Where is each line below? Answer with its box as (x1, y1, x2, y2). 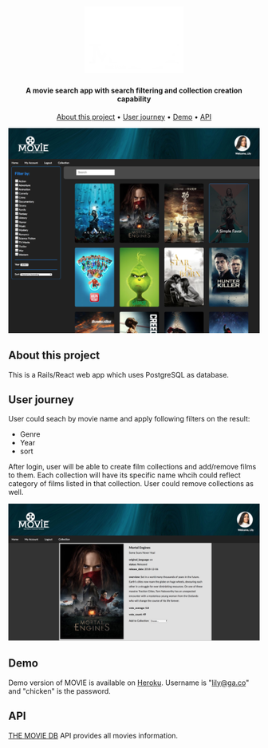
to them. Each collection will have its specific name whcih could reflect (8, 470, 241, 480)
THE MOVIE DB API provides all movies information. (8, 730, 178, 740)
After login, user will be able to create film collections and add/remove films (8, 462, 257, 472)
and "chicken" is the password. (8, 686, 112, 695)
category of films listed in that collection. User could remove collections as (8, 479, 254, 489)
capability (116, 94, 152, 104)
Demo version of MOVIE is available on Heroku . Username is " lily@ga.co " (8, 678, 250, 687)
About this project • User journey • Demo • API (56, 112, 212, 121)
